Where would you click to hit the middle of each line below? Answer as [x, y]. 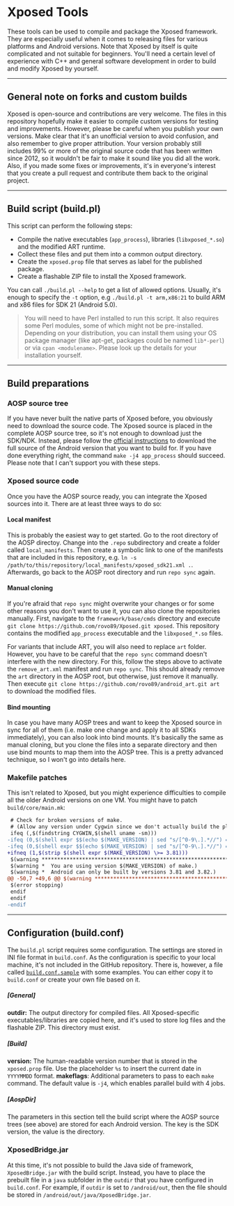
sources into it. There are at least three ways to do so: [85, 503]
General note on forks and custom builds [97, 97]
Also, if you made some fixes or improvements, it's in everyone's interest [111, 165]
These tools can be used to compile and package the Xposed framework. [112, 31]
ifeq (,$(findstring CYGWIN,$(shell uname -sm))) [84, 834]
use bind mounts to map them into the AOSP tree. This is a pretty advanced [115, 752]
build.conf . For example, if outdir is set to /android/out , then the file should [117, 1187]
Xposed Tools [48, 12]
